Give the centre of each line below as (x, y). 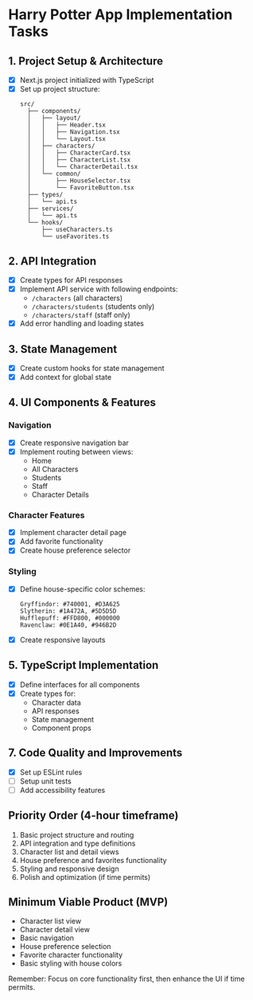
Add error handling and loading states (82, 323)
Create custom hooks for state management (92, 368)
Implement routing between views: (76, 451)
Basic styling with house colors (71, 963)
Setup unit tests (45, 781)
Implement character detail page (73, 533)
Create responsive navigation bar (74, 443)
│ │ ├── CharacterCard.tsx (79, 153)
